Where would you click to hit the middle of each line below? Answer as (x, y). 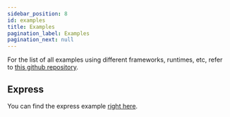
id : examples (26, 20)
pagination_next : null (41, 40)
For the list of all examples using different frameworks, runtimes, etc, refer (115, 60)
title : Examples (31, 27)
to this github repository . (43, 67)
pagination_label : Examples (49, 33)
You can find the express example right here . (73, 106)
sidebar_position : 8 (38, 14)
